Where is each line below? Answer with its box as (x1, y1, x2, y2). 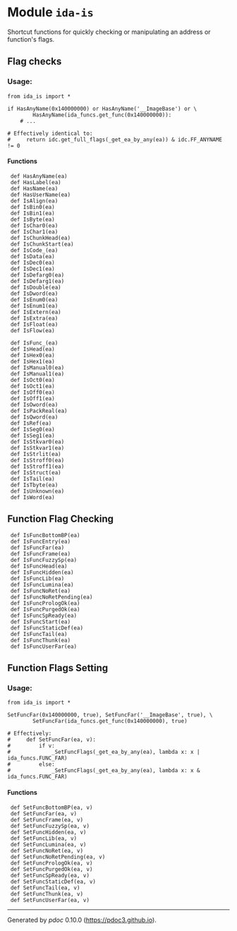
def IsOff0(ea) (10, 389, 55, 396)
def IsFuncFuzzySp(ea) (10, 556, 78, 563)
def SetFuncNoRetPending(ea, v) (10, 853, 106, 860)
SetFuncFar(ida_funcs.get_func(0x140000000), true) (32, 718, 188, 725)
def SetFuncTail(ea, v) (10, 884, 80, 891)
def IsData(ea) (10, 253, 55, 260)
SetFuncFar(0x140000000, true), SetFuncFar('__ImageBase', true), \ (7, 711, 213, 719)
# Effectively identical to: (7, 130, 93, 137)
